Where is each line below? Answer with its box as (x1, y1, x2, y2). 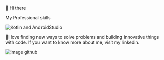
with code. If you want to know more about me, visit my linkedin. (5, 39, 140, 45)
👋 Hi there (5, 5, 26, 11)
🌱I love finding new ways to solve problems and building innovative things (5, 34, 159, 40)
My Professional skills (5, 15, 51, 20)
